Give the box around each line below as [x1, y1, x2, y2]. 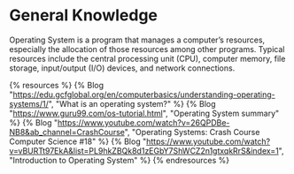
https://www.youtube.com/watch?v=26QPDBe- [57, 117, 230, 128]
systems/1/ [9, 98, 49, 109]
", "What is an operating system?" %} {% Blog [48, 98, 216, 109]
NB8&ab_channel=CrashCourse [9, 126, 126, 137]
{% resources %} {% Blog [9, 79, 104, 90]
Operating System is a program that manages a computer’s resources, [9, 34, 266, 45]
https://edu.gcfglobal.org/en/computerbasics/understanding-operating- [12, 89, 276, 100]
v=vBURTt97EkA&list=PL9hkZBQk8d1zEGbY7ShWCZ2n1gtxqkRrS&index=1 [9, 145, 279, 155]
